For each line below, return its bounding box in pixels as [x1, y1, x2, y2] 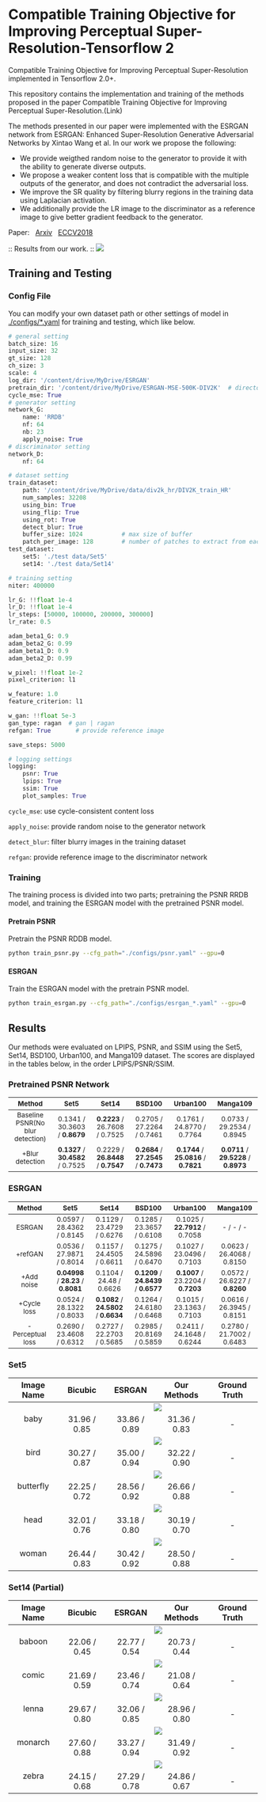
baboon [18, 1636, 48, 1647]
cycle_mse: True [8, 391, 62, 399]
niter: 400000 [8, 582, 55, 590]
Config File [8, 290, 51, 302]
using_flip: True [22, 508, 80, 516]
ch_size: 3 [8, 362, 44, 370]
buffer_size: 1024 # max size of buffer [22, 530, 193, 539]
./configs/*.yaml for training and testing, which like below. [8, 317, 196, 326]
